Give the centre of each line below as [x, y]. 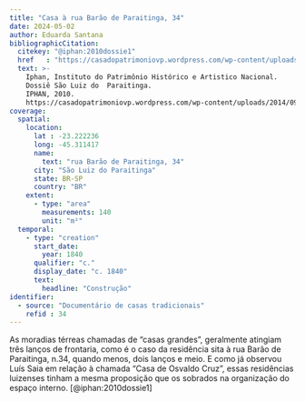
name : [44, 153]
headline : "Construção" [87, 288]
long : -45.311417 [66, 145]
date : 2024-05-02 [42, 26]
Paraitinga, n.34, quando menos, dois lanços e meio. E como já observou [146, 359]
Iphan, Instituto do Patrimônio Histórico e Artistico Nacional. [152, 77]
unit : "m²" [63, 221]
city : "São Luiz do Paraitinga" [94, 170]
